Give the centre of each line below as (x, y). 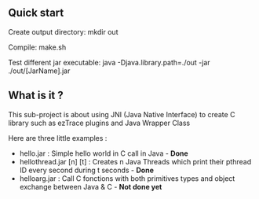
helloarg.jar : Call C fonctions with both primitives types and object (127, 178)
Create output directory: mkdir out (63, 31)
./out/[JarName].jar (39, 71)
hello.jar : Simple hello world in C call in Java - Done (104, 153)
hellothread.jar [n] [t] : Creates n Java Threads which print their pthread (135, 161)
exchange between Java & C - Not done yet (91, 186)
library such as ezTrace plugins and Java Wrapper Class (99, 123)
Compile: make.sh (37, 47)
